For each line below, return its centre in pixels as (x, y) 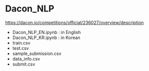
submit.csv (24, 64)
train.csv (21, 42)
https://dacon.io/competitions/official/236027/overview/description (74, 22)
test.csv (20, 48)
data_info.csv (26, 58)
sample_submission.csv (37, 53)
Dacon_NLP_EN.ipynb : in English (47, 32)
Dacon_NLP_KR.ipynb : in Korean (46, 37)
